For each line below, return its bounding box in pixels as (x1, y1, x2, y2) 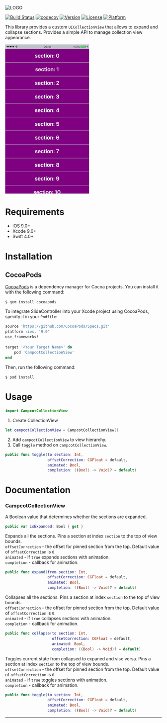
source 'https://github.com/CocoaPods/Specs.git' (5, 324, 110, 329)
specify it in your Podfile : (5, 313, 58, 319)
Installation (5, 251, 53, 262)
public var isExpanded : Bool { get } (5, 524, 83, 529)
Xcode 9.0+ (12, 228, 37, 234)
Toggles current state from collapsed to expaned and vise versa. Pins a (5, 655, 151, 661)
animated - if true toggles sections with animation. (5, 677, 108, 683)
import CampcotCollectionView (5, 408, 68, 413)
